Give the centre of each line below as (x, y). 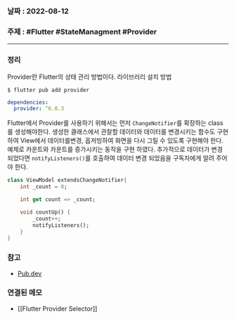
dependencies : (28, 102)
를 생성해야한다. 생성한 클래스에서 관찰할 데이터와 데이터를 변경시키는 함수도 (111, 132)
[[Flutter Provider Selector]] (57, 308)
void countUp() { (45, 212)
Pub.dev (29, 273)
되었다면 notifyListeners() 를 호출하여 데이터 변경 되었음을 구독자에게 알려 (111, 158)
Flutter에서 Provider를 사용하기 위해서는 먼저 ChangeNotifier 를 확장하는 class (115, 123)
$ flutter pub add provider (48, 90)
